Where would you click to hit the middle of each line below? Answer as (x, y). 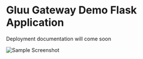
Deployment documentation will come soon (59, 39)
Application (35, 22)
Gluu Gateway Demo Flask (71, 10)
